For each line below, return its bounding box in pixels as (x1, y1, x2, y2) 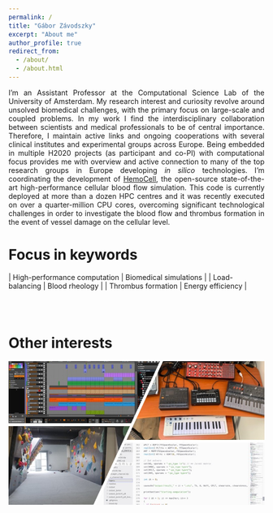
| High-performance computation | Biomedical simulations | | (8, 272, 211, 282)
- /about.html (15, 65, 63, 73)
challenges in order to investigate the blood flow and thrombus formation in (8, 208, 265, 218)
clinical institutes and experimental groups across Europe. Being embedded (8, 139, 265, 149)
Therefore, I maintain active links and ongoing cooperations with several (8, 131, 265, 140)
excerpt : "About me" (8, 30, 79, 38)
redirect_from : (8, 47, 60, 56)
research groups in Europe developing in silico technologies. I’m (8, 165, 265, 175)
